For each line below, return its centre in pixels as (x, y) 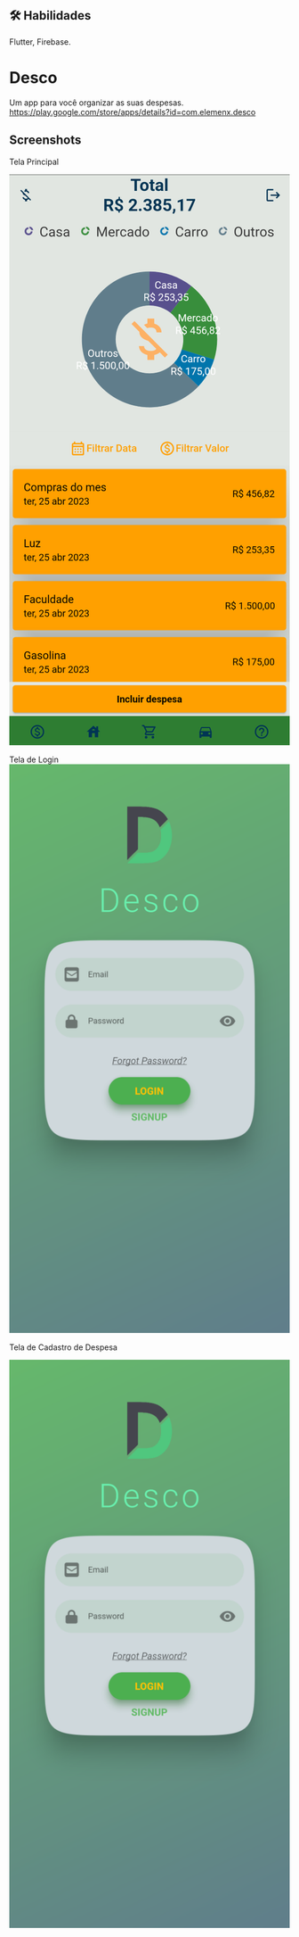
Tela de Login (34, 759)
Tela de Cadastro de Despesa (64, 1347)
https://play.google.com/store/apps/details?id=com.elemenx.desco (133, 112)
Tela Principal (34, 161)
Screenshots (45, 141)
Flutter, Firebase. (40, 41)
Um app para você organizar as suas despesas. (97, 103)
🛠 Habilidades (50, 16)
